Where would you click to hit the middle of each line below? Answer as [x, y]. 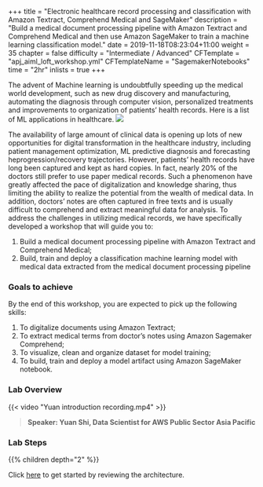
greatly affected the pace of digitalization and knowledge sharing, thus [122, 185]
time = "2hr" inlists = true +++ [57, 70]
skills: [17, 313]
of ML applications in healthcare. [61, 119]
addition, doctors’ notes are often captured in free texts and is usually [121, 201]
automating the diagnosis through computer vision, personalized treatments [131, 102]
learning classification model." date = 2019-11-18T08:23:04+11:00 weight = [129, 45]
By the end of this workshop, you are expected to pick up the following [122, 304]
